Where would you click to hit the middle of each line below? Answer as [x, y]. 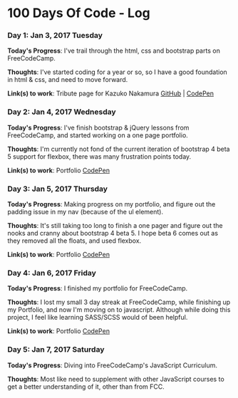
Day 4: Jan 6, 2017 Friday [52, 273]
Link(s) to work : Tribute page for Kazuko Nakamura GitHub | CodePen [110, 93]
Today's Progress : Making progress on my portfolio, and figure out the [112, 204]
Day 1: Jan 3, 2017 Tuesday [55, 36]
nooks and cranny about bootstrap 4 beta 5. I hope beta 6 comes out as [113, 234]
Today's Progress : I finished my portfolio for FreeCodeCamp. [97, 288]
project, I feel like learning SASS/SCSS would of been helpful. [98, 318]
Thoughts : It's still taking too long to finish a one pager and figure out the [115, 226]
